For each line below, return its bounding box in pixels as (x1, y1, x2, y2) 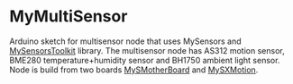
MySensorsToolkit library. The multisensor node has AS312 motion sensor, (9, 45, 286, 55)
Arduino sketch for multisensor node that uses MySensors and (9, 36, 242, 46)
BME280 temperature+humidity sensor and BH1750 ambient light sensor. (9, 55, 280, 65)
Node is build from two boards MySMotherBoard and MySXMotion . (9, 64, 259, 75)
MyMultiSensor (9, 6, 128, 27)
